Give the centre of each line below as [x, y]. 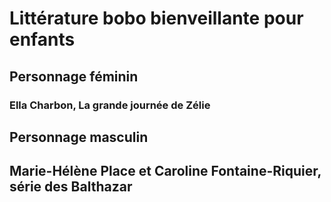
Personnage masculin [79, 137]
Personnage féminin [74, 76]
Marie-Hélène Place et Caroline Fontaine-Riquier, [165, 171]
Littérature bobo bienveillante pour [156, 18]
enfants [42, 39]
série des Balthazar [71, 187]
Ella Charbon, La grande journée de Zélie [110, 105]
